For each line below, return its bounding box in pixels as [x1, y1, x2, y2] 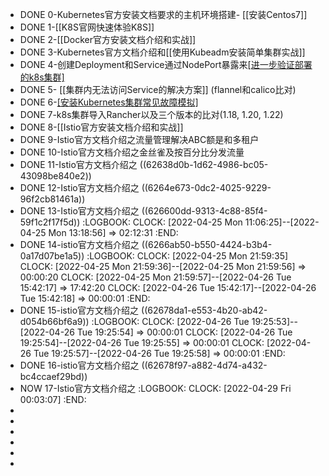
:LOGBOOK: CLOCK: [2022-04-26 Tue [91, 316, 250, 327]
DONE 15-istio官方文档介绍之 [19, 304, 140, 316]
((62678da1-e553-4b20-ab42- [141, 304, 268, 316]
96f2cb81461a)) [19, 193, 86, 205]
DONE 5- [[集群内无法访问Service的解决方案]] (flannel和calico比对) [19, 84, 297, 95]
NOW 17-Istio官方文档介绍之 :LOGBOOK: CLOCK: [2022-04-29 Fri [19, 383, 292, 394]
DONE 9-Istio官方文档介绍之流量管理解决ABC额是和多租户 [19, 134, 260, 145]
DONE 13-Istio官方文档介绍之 [19, 205, 140, 217]
